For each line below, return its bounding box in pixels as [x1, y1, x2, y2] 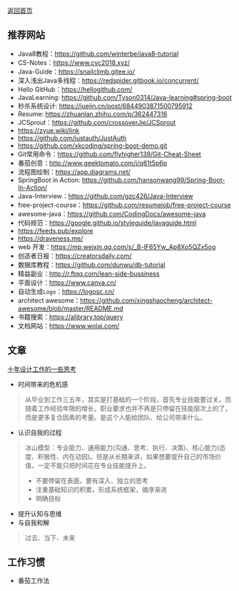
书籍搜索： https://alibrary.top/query [17, 313, 123, 321]
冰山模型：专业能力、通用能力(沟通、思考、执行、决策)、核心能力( [24, 443, 220, 452]
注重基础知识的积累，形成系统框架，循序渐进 [35, 485, 168, 494]
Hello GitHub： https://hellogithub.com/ [17, 85, 133, 94]
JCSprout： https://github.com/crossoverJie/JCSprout [17, 118, 176, 126]
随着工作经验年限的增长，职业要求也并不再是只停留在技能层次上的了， [24, 404, 232, 413]
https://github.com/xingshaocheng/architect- [79, 295, 213, 305]
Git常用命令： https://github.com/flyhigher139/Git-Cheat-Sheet [17, 149, 201, 158]
